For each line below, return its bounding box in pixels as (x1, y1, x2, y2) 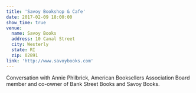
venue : (6, 25, 22, 31)
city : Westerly (11, 42, 49, 48)
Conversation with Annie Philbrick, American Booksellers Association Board (6, 74, 190, 81)
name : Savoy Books (11, 31, 57, 36)
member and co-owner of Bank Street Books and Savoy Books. (6, 80, 161, 87)
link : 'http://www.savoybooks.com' (6, 58, 94, 64)
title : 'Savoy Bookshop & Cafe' (6, 8, 86, 15)
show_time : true (6, 19, 46, 25)
